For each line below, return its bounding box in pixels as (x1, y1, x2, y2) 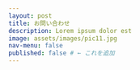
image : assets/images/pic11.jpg (8, 34, 117, 43)
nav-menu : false (8, 42, 63, 50)
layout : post (8, 11, 53, 20)
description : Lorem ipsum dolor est (8, 27, 132, 35)
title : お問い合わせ (8, 19, 70, 27)
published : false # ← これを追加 (8, 49, 115, 57)
